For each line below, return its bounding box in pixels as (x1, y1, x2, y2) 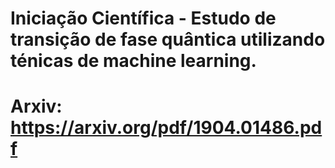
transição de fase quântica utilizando (10, 28, 326, 51)
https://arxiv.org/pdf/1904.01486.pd (10, 117, 323, 139)
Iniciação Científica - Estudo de (10, 7, 277, 30)
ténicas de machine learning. (10, 50, 257, 72)
